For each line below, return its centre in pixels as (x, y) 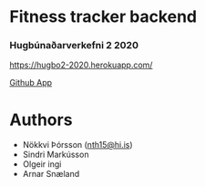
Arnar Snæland (51, 174)
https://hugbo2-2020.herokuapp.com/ (81, 65)
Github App (31, 83)
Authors (41, 119)
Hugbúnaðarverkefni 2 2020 (74, 46)
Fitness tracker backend (103, 17)
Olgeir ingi (42, 164)
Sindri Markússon (56, 155)
